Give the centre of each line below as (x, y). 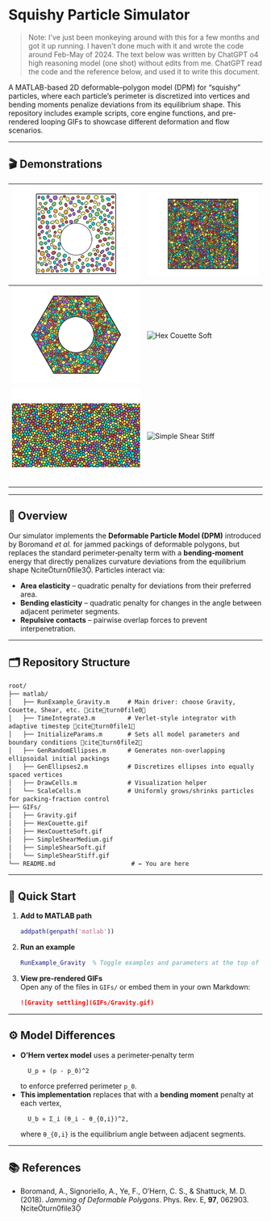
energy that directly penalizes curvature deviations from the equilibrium (127, 561)
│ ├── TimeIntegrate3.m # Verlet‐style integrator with (122, 718)
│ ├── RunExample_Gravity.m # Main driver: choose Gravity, (122, 702)
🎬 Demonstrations (56, 165)
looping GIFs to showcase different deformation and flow (135, 121)
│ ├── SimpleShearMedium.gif (61, 840)
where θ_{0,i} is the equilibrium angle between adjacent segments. (133, 1134)
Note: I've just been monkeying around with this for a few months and (144, 37)
